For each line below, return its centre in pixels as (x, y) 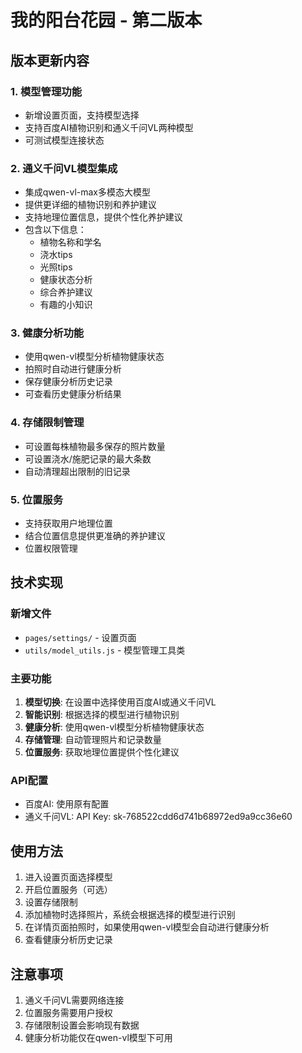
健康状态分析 (66, 280)
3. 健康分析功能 (47, 333)
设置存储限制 (51, 902)
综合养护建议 (66, 292)
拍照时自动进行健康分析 (73, 369)
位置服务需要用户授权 (68, 1012)
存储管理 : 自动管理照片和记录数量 (93, 740)
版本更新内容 (50, 60)
